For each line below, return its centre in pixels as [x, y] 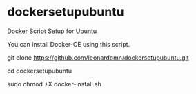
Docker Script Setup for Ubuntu [52, 31]
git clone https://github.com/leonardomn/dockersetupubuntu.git [98, 57]
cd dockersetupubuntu [40, 71]
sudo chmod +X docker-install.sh [54, 84]
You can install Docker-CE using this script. [69, 44]
